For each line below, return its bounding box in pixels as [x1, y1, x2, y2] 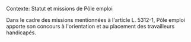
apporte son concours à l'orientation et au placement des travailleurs [6, 23, 175, 30]
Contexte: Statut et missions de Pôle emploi [6, 5, 113, 12]
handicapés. [6, 29, 37, 36]
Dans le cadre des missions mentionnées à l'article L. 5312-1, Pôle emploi [6, 17, 186, 23]
